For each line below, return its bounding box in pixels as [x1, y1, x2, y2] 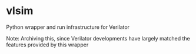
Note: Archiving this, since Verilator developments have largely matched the [6, 35, 190, 42]
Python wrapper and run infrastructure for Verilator [6, 23, 130, 31]
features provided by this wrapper [6, 41, 89, 48]
